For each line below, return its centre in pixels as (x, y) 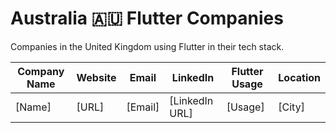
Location (299, 77)
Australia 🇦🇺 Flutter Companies (147, 18)
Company (41, 71)
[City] (291, 107)
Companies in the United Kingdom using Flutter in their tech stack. (147, 46)
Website (96, 77)
